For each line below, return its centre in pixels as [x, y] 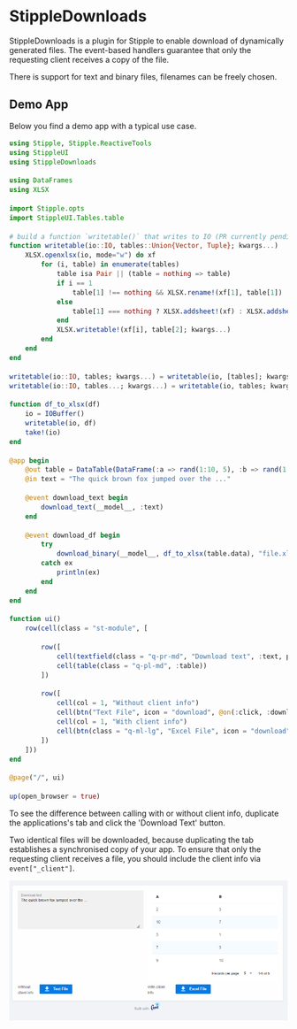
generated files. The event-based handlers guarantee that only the [130, 50]
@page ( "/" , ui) [37, 778]
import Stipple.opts [47, 208]
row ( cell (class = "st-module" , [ [87, 629]
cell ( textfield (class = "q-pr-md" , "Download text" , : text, [169, 657]
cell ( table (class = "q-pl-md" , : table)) [132, 665]
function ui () [35, 619]
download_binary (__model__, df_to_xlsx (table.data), [155, 554]
